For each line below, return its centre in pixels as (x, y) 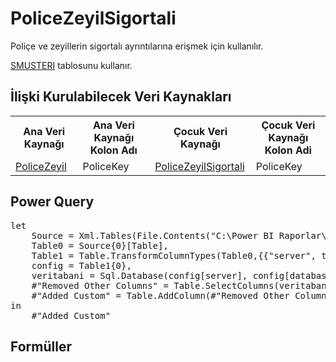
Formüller (41, 346)
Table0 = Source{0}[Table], (100, 245)
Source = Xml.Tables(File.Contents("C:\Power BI (153, 235)
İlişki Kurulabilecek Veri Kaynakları (121, 97)
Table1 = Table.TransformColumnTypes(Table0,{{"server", (174, 255)
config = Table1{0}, (81, 265)
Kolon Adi (288, 150)
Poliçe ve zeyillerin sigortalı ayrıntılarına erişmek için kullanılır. (137, 46)
